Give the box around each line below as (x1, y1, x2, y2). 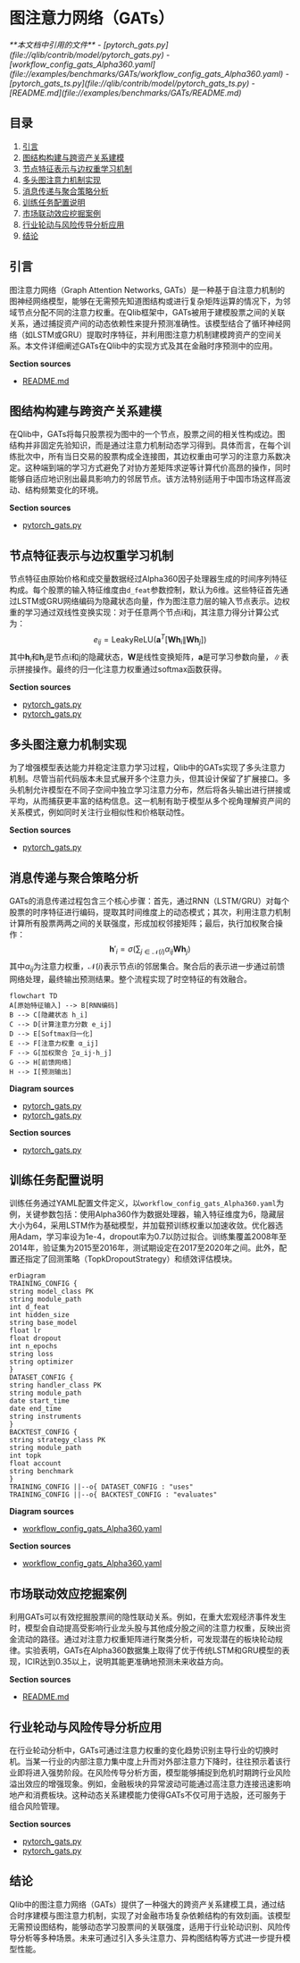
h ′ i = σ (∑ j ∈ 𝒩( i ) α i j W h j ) (109, 944, 191, 956)
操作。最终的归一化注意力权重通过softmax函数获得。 (32, 664, 227, 675)
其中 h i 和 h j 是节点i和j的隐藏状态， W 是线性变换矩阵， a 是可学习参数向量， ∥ (9, 651, 281, 664)
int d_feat (9, 1303, 50, 1312)
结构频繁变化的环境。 (24, 484, 104, 496)
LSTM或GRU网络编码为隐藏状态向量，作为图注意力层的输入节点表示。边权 (16, 596, 290, 607)
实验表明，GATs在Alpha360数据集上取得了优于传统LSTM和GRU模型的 (24, 1645, 283, 1656)
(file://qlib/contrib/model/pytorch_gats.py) (9, 49, 165, 60)
